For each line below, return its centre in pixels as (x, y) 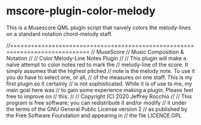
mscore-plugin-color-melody (81, 11)
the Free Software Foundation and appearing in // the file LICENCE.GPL (94, 115)
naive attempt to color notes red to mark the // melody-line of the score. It (97, 65)
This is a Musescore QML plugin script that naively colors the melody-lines (98, 28)
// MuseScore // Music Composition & (137, 51)
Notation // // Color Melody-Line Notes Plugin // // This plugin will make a (96, 58)
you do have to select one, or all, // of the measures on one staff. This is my (100, 77)
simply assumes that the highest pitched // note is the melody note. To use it (100, 71)
